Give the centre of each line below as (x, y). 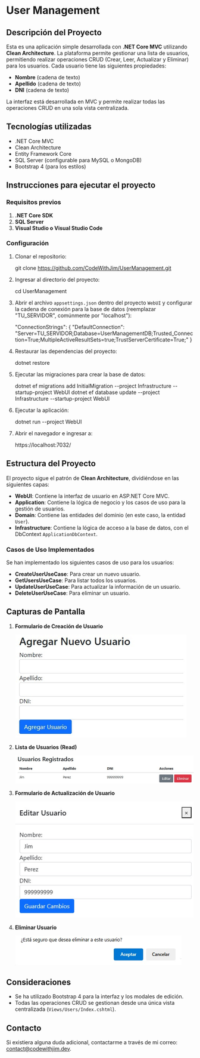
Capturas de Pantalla (46, 612)
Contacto (24, 1028)
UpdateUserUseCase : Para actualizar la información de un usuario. (98, 586)
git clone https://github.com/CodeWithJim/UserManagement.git (93, 268)
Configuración (28, 244)
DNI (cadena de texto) (42, 90)
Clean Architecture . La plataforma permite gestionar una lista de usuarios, (98, 53)
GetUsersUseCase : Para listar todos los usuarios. (76, 580)
